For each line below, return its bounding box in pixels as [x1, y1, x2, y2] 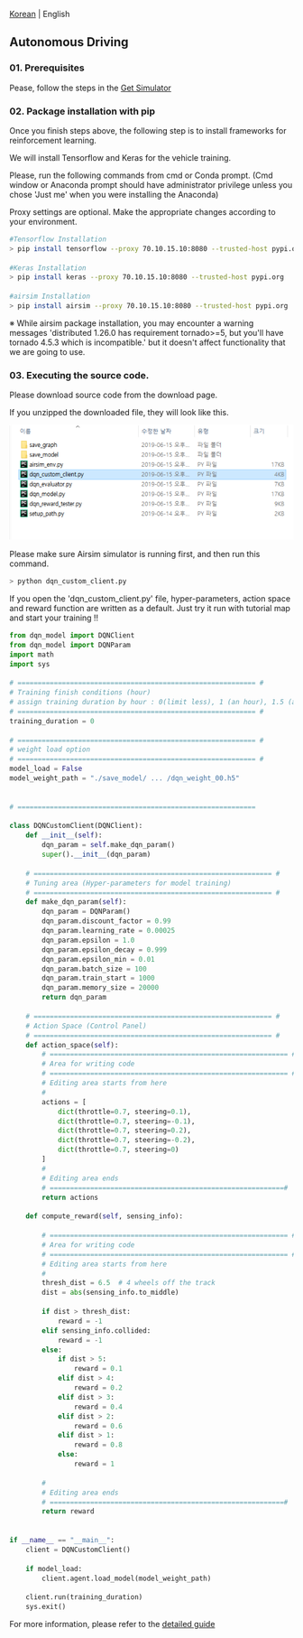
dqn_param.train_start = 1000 [41, 973, 155, 983]
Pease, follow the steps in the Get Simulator [9, 82, 171, 93]
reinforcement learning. [9, 135, 97, 145]
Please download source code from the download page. [9, 389, 218, 401]
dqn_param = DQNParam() [41, 907, 131, 917]
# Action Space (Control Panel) [25, 1021, 147, 1030]
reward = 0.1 [73, 1364, 124, 1373]
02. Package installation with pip [9, 105, 156, 117]
